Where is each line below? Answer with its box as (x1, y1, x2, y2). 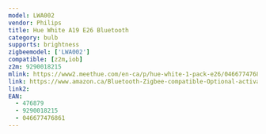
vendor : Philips (8, 19, 62, 27)
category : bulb (8, 33, 59, 42)
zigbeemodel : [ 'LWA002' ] (8, 48, 90, 56)
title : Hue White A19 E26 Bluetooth (8, 26, 129, 34)
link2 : (8, 84, 30, 93)
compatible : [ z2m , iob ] (8, 56, 83, 64)
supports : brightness (8, 41, 80, 49)
